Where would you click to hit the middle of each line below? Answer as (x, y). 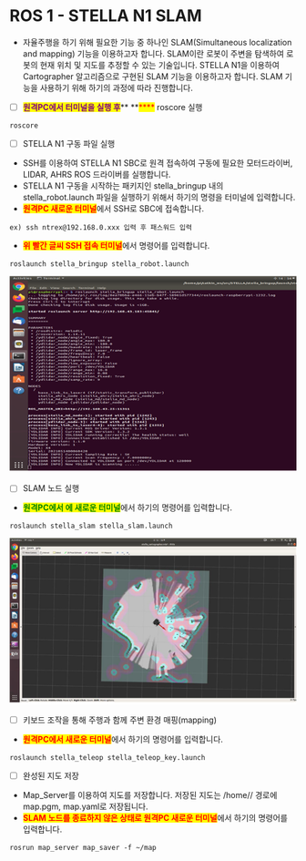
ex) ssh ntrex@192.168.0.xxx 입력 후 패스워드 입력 (101, 228)
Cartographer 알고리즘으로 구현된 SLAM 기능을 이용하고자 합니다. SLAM (153, 76)
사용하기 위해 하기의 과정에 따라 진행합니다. (116, 87)
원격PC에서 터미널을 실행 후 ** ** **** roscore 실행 (112, 107)
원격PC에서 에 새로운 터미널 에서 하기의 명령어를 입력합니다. (127, 507)
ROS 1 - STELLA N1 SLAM (106, 16)
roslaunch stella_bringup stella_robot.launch (99, 264)
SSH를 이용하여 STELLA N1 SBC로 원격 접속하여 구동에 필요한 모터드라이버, (158, 163)
